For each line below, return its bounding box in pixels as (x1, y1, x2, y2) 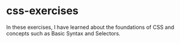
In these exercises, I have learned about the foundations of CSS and (6, 24, 175, 31)
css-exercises (6, 4, 79, 18)
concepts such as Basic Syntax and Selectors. (6, 29, 121, 37)
